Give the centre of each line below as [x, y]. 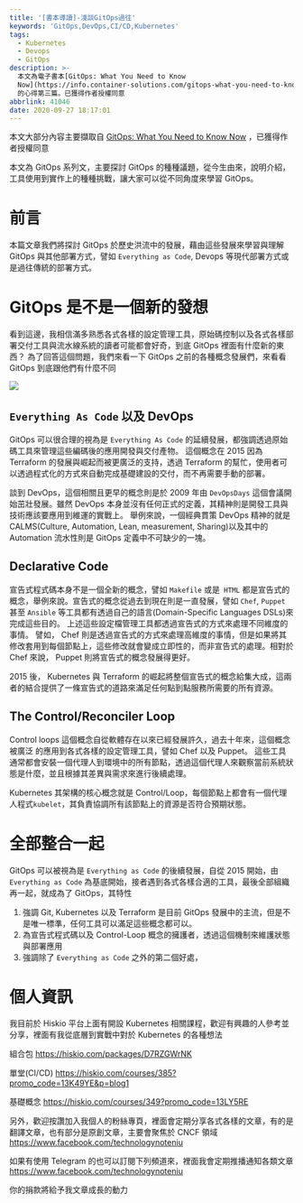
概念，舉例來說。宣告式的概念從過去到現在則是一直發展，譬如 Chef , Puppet [147, 600]
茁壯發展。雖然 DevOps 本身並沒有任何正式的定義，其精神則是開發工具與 [152, 504]
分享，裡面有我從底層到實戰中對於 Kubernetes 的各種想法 [116, 1035]
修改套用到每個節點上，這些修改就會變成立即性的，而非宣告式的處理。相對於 [151, 645]
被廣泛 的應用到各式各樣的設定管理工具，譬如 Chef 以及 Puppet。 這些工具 [148, 751]
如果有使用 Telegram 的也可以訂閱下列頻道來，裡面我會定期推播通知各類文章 [151, 1161]
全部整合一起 [57, 843]
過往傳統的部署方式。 [56, 268]
